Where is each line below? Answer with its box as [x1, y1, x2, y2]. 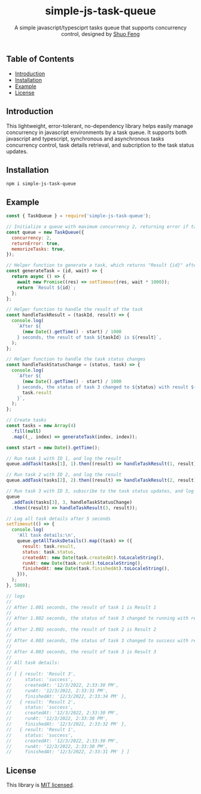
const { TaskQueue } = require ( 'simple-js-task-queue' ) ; [6, 213, 151, 219]
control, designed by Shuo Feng [61, 30, 140, 37]
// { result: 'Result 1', [6, 726, 77, 732]
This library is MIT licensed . [6, 781, 75, 789]
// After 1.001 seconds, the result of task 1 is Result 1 [6, 604, 157, 610]
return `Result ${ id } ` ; [17, 284, 77, 291]
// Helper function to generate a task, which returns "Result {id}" [6, 262, 184, 269]
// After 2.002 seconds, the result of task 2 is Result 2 [6, 626, 157, 632]
